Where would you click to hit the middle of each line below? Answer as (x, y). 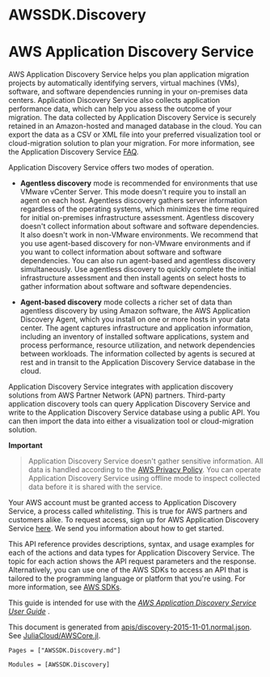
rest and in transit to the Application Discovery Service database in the (137, 363)
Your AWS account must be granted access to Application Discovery (122, 503)
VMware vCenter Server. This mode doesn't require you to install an (133, 192)
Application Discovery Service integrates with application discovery (121, 387)
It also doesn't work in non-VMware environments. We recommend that (139, 235)
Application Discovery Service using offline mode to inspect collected (144, 479)
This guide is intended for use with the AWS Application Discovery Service (133, 603)
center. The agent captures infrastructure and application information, (136, 328)
